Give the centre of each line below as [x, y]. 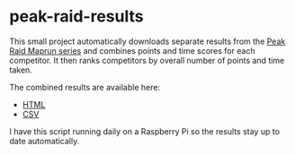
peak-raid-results [76, 17]
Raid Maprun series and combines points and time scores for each [132, 50]
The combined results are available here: [85, 87]
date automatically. [45, 141]
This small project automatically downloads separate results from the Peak [147, 41]
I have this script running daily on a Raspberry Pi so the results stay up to [145, 131]
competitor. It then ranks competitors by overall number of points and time [147, 60]
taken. [21, 70]
